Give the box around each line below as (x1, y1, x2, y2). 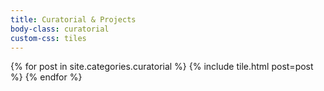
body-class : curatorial (10, 24, 110, 34)
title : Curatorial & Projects (10, 14, 137, 25)
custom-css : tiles (10, 33, 87, 43)
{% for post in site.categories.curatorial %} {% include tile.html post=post (10, 61, 314, 73)
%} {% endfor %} (10, 71, 83, 83)
